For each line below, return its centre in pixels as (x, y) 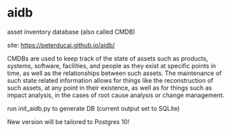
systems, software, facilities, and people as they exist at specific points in (111, 65)
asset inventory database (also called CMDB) (71, 32)
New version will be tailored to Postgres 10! (68, 121)
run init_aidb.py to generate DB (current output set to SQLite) (93, 108)
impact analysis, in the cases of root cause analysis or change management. (116, 95)
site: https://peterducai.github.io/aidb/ (61, 45)
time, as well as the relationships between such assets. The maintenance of (114, 73)
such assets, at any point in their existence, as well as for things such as (110, 88)
